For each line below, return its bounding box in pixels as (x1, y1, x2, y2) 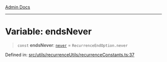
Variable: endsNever (5, 26, 92, 37)
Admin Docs (5, 4, 30, 10)
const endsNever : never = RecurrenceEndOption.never (17, 42, 128, 48)
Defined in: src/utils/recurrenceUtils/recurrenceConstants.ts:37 (5, 52, 135, 58)
